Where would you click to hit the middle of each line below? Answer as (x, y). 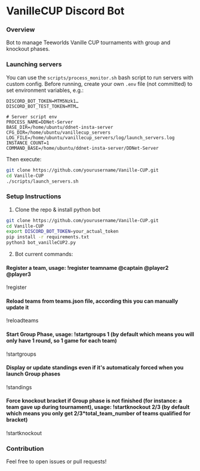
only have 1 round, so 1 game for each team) (62, 341)
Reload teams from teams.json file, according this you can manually (92, 301)
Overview (21, 30)
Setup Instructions (34, 196)
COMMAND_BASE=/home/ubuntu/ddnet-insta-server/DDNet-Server (83, 148)
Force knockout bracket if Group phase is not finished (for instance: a (94, 401)
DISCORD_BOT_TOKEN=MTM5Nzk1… (42, 101)
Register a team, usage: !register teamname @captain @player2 (87, 267)
